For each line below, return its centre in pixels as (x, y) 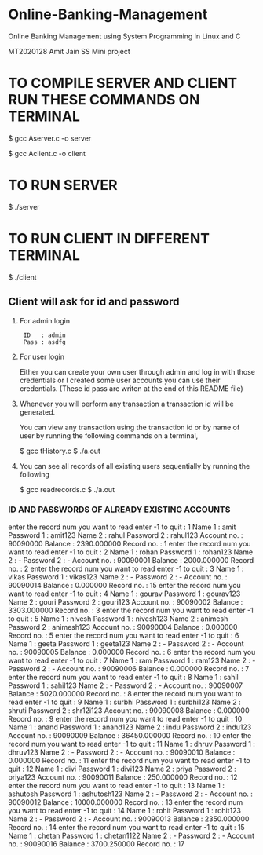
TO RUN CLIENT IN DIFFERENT (109, 239)
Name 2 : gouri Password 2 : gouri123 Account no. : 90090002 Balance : (126, 601)
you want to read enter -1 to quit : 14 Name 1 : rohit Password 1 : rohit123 (125, 810)
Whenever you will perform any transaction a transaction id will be (126, 404)
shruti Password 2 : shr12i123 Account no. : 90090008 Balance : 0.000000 (129, 710)
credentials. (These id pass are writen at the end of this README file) (131, 388)
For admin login (45, 320)
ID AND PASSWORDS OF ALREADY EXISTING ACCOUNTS (119, 510)
